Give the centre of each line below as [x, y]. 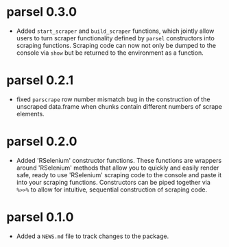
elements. [31, 114]
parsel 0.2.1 [40, 80]
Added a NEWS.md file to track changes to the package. [93, 236]
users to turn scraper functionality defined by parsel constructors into [116, 38]
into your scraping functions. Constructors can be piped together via [113, 182]
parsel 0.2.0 [42, 142]
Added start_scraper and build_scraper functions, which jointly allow [115, 31]
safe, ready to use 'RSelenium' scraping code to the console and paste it [119, 174]
